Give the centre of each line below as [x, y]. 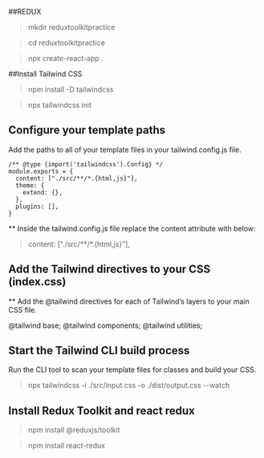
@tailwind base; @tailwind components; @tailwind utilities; [106, 325]
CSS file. [23, 309]
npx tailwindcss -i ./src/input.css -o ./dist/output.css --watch [129, 386]
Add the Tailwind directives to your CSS [110, 270]
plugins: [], [37, 207]
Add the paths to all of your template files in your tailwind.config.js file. [125, 149]
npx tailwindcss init [60, 105]
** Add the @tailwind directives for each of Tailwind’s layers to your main [129, 301]
